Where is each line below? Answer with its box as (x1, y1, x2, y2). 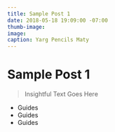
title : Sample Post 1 (7, 10, 71, 18)
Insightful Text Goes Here (24, 90, 98, 98)
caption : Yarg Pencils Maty (7, 37, 90, 44)
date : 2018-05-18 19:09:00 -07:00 (7, 17, 109, 24)
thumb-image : (7, 23, 46, 30)
